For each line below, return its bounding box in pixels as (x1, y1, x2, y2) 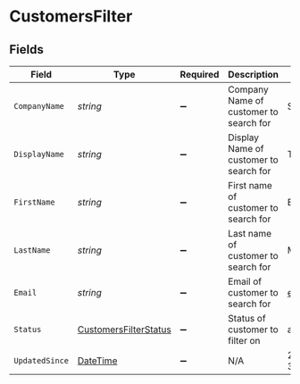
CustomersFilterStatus (77, 323, 171, 336)
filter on (227, 335, 261, 346)
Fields (9, 42, 45, 57)
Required (179, 69, 220, 80)
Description (227, 69, 279, 80)
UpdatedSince (13, 355, 70, 365)
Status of (227, 313, 266, 324)
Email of (227, 275, 262, 288)
